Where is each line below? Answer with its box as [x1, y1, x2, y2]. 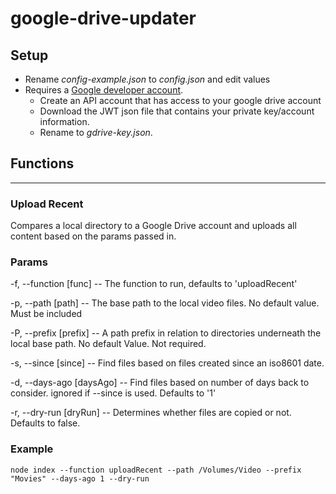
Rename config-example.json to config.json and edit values [24, 73, 271, 85]
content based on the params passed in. [10, 230, 177, 242]
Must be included [10, 308, 83, 320]
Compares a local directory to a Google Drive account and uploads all [10, 220, 297, 232]
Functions [10, 155, 75, 172]
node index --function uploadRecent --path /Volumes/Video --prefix [10, 465, 302, 475]
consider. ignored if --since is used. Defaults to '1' [10, 387, 217, 399]
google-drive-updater [10, 7, 197, 30]
